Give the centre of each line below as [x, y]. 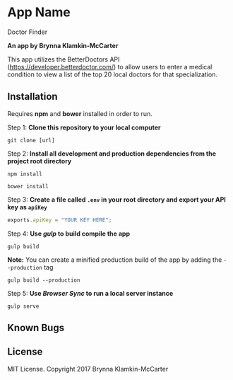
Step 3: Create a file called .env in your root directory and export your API [116, 200]
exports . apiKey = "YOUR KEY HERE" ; [60, 220]
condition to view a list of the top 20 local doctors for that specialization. [112, 74]
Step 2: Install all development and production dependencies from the [112, 154]
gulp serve [23, 306]
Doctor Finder [28, 32]
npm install [25, 174]
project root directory [40, 161]
